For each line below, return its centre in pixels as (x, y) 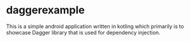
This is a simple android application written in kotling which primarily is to (95, 26)
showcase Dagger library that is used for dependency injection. (83, 32)
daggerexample (45, 10)
